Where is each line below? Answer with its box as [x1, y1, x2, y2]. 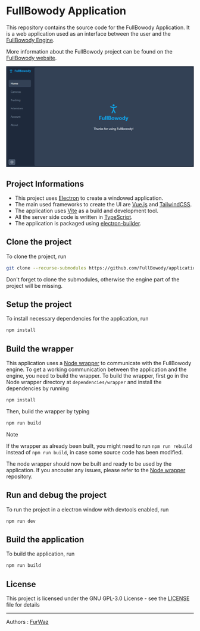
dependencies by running [6, 385, 70, 392]
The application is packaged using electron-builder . [14, 219, 142, 227]
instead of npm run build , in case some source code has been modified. [6, 448, 183, 456]
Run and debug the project [6, 490, 107, 500]
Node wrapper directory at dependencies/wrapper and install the [6, 379, 162, 386]
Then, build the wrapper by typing [6, 408, 90, 415]
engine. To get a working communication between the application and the [6, 366, 187, 373]
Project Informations [6, 178, 85, 189]
